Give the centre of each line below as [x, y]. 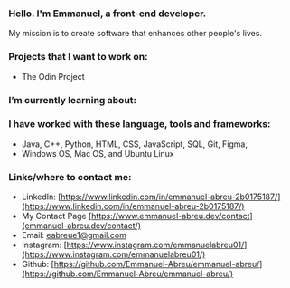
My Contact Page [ [56, 216]
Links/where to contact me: [70, 177]
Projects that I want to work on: [78, 57]
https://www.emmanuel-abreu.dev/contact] [172, 216]
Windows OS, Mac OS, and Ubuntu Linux [98, 153]
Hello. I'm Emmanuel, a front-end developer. [108, 14]
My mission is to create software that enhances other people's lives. [136, 34]
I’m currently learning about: [73, 100]
